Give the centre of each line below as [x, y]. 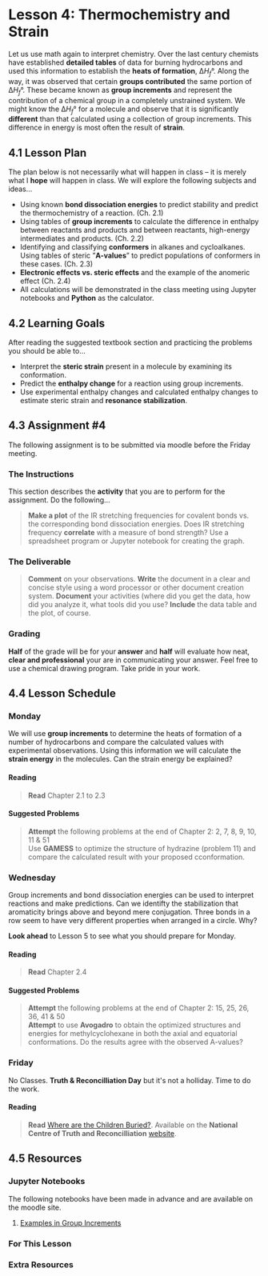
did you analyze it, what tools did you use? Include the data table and [142, 605]
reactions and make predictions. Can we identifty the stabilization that [123, 904]
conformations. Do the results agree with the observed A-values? [136, 1042]
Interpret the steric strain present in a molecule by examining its [126, 366]
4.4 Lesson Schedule [62, 694]
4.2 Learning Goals [57, 323]
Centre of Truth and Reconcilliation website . [102, 1133]
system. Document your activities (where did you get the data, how [139, 596]
